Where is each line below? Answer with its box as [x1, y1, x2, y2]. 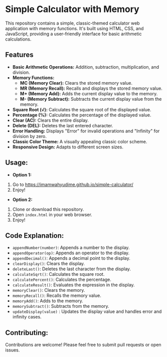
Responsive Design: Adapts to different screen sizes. [12, 144, 124, 150]
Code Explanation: [5, 231, 64, 240]
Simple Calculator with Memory [5, 4, 139, 15]
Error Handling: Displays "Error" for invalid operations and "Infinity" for [12, 128, 160, 134]
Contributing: [5, 328, 49, 337]
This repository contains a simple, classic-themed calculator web [5, 20, 140, 26]
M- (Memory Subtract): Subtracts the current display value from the [20, 96, 162, 102]
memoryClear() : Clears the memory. [12, 287, 85, 293]
